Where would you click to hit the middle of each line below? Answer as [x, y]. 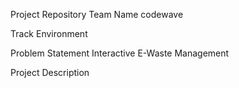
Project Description [50, 72]
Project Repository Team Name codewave [97, 14]
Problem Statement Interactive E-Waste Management [120, 53]
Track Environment [49, 33]
